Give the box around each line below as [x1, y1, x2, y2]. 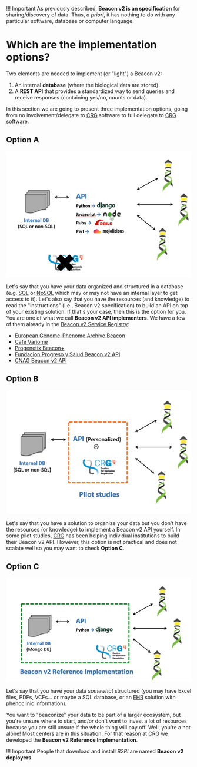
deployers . [6, 753, 34, 761]
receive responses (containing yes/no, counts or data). [14, 94, 148, 101]
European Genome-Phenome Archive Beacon [14, 332, 125, 339]
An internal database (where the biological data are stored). [14, 81, 160, 88]
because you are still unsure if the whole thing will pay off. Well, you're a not [6, 723, 191, 731]
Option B [6, 374, 39, 384]
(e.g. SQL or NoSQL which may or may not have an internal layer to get [6, 290, 178, 297]
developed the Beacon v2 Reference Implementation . [6, 736, 138, 743]
